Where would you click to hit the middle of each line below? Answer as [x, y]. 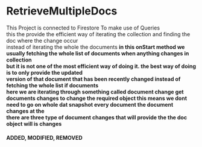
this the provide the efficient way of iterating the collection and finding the [98, 34]
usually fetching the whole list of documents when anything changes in [98, 53]
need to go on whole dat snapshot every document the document [90, 104]
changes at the [25, 111]
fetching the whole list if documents [52, 85]
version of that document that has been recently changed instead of [93, 79]
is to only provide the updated [45, 72]
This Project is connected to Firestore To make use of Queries [83, 28]
